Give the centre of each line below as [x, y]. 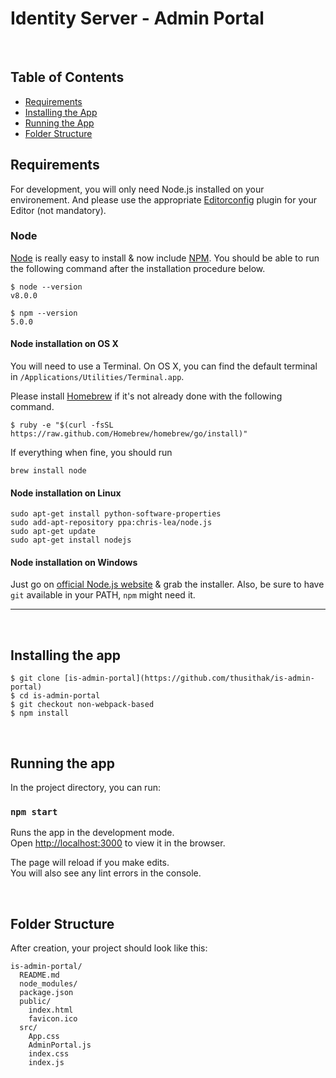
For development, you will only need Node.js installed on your [137, 189]
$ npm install [40, 713]
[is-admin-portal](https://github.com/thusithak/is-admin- [189, 678]
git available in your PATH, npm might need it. [103, 595]
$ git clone [35, 678]
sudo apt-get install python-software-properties [116, 514]
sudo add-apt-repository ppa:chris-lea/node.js [111, 523]
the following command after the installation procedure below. [138, 268]
